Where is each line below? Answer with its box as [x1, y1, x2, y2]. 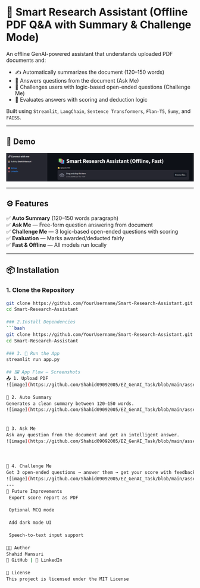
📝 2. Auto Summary [6, 394, 52, 400]
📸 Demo [6, 137, 36, 147]
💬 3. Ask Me [6, 426, 36, 432]
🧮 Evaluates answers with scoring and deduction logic [14, 96, 148, 103]
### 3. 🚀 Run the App [6, 350, 60, 356]
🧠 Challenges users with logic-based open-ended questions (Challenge [14, 83, 190, 90]
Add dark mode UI [8, 520, 52, 526]
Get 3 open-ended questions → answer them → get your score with [6, 470, 171, 476]
